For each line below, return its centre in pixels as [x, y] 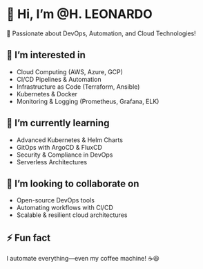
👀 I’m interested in [46, 55]
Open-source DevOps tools [55, 200]
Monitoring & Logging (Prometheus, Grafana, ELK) [88, 101]
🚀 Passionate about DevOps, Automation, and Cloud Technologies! [101, 33]
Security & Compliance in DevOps [65, 155]
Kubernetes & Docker [47, 94]
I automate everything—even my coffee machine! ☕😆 [83, 259]
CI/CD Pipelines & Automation [59, 79]
